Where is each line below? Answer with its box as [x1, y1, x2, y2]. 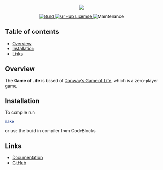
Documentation [12, 155, 43, 161]
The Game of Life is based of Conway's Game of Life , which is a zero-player [5, 77, 158, 83]
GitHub [12, 160, 27, 166]
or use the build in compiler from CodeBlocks [5, 128, 96, 134]
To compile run [5, 109, 35, 116]
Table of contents [5, 28, 59, 36]
